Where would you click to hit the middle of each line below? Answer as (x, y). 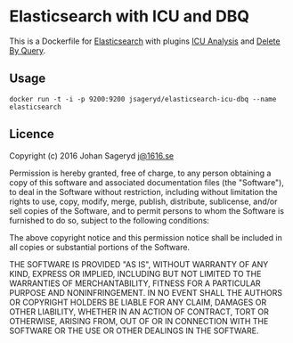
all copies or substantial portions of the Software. (99, 247)
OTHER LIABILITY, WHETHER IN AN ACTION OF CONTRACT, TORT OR (139, 311)
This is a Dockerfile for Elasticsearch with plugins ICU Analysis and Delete (145, 41)
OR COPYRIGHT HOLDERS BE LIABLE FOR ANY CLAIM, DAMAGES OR (138, 302)
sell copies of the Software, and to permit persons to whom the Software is (147, 210)
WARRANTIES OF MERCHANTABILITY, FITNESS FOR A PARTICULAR (135, 283)
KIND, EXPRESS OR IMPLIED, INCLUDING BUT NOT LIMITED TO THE (135, 274)
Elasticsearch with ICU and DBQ (129, 16)
